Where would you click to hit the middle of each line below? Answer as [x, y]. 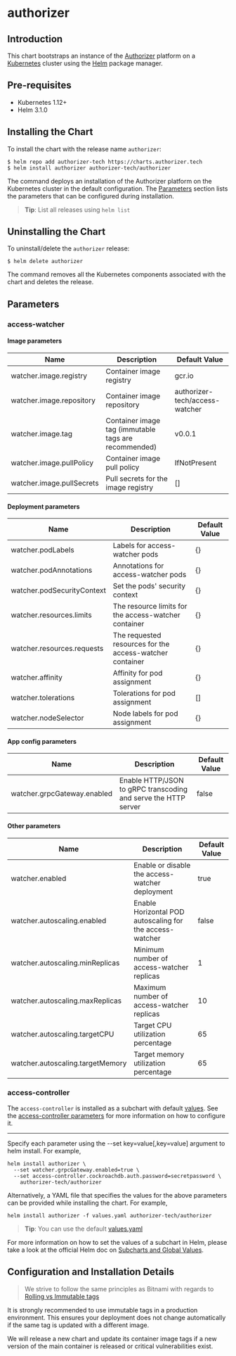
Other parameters [34, 825]
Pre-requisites [39, 85]
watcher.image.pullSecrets [55, 483]
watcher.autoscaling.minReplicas [65, 963]
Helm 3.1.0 [32, 110]
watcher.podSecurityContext [59, 590]
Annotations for [138, 566]
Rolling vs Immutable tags [62, 1296]
